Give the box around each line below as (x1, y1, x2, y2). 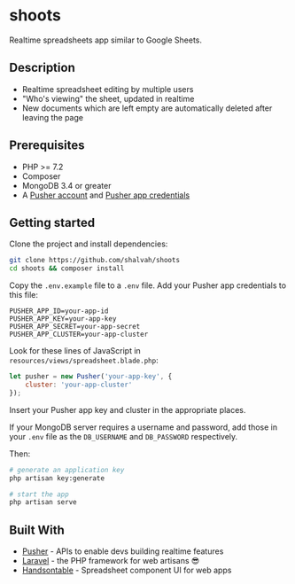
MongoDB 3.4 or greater (21, 180, 112, 191)
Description (9, 60, 75, 75)
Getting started (9, 214, 96, 230)
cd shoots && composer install (9, 264, 125, 273)
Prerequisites (9, 138, 85, 153)
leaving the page (21, 112, 84, 122)
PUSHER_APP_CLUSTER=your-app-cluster (9, 330, 149, 339)
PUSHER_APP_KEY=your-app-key (9, 315, 117, 323)
